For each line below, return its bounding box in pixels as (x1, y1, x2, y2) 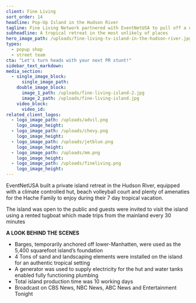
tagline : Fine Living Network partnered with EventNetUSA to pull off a (6, 25, 187, 31)
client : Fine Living (6, 8, 57, 15)
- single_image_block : (11, 74, 66, 79)
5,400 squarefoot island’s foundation (14, 247, 103, 254)
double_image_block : (16, 85, 66, 90)
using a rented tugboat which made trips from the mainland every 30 (6, 212, 171, 219)
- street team (11, 52, 45, 58)
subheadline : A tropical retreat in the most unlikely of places (6, 30, 168, 36)
